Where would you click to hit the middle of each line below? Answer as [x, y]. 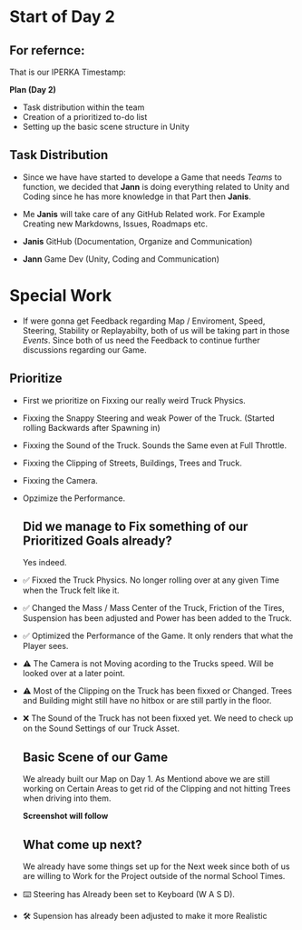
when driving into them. [67, 798]
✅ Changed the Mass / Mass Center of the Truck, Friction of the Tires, [154, 608]
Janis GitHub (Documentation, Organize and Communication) [137, 241]
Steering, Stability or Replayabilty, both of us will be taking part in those [156, 330]
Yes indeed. [44, 563]
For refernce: [47, 50]
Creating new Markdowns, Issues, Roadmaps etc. [115, 224]
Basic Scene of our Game [95, 757]
